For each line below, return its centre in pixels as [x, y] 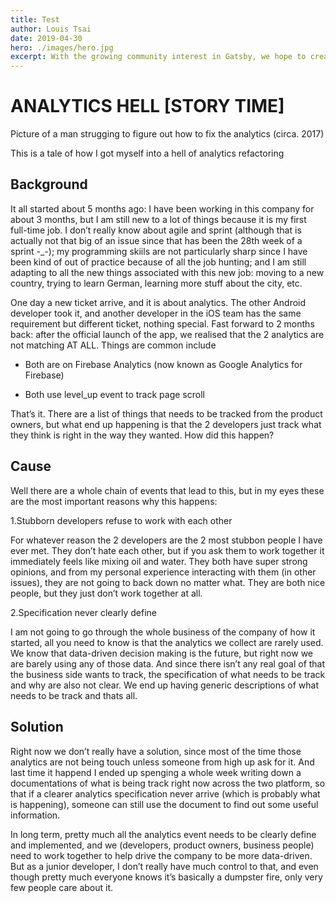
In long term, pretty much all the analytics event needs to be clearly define [163, 834]
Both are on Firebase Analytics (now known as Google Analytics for [163, 364]
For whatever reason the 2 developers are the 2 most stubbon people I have [166, 540]
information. [35, 815]
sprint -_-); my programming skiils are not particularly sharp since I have [159, 251]
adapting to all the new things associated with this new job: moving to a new [167, 272]
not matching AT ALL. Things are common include [113, 345]
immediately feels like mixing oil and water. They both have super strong [159, 561]
